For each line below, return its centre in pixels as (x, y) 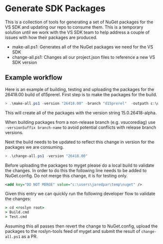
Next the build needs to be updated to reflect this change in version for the (80, 142)
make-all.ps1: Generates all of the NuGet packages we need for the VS (82, 47)
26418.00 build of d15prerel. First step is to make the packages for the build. (81, 94)
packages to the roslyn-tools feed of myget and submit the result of (73, 231)
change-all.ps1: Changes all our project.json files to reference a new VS (83, 57)
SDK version (24, 62)
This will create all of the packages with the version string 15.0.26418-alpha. (81, 113)
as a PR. (30, 236)
